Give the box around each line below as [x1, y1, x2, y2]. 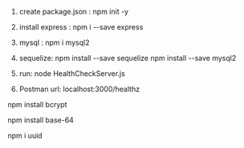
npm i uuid [7, 131, 43, 140]
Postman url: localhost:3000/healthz [18, 84, 140, 94]
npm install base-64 [7, 115, 74, 125]
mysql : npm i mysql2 [18, 38, 90, 47]
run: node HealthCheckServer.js [18, 69, 125, 78]
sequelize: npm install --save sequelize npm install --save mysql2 [18, 54, 237, 62]
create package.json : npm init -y [18, 7, 129, 16]
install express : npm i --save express [18, 22, 144, 31]
